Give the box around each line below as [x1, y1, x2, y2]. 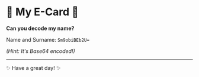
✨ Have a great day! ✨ [6, 64, 61, 71]
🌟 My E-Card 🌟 [6, 5, 79, 19]
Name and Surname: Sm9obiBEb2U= [6, 36, 90, 43]
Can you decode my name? [6, 25, 75, 32]
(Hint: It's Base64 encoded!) [6, 47, 75, 55]
